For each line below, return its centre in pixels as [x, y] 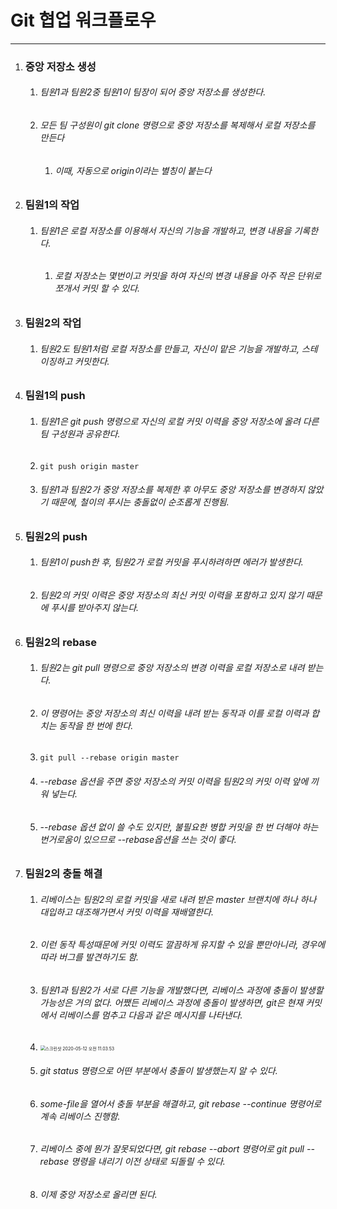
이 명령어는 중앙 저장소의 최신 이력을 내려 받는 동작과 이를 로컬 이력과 [174, 713]
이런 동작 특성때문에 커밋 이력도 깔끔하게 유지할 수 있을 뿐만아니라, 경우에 [182, 945]
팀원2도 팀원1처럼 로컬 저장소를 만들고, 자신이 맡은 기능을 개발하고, [169, 348]
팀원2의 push [56, 536]
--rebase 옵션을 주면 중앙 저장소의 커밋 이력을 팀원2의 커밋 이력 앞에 [174, 781]
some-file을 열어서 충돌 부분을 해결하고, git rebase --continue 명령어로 [180, 1103]
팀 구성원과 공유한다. [80, 433]
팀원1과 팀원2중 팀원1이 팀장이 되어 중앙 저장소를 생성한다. [153, 92]
